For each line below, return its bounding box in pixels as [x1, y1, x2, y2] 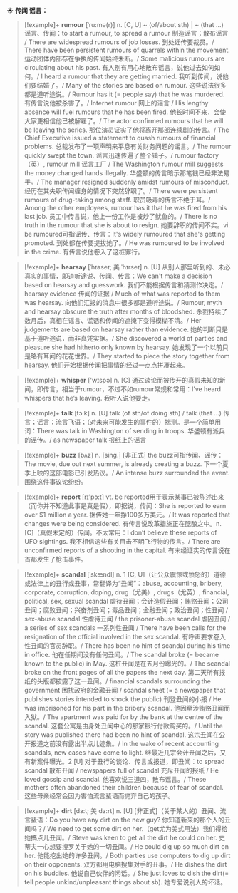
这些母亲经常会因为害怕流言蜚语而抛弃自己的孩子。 [24, 792, 175, 800]
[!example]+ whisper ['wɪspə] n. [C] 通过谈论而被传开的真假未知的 [24, 376, 220, 384]
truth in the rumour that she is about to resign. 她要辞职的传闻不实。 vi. [24, 221, 231, 229]
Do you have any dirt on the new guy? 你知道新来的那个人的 [48, 815, 225, 824]
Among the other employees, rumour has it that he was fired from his [24, 204, 227, 212]
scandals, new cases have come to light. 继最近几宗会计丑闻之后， [24, 748, 220, 757]
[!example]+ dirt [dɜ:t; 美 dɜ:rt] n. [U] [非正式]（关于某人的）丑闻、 [24, 807, 220, 815]
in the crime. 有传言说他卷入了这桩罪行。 [24, 248, 144, 256]
